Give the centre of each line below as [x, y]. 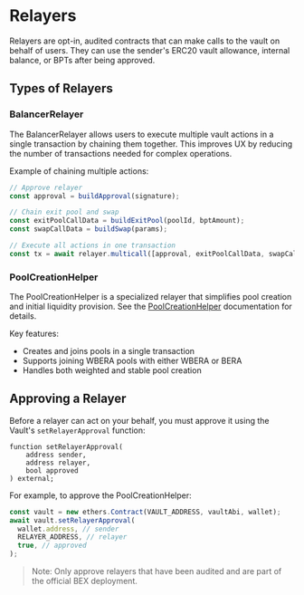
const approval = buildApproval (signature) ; [95, 196]
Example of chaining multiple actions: [79, 171]
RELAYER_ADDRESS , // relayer [72, 537]
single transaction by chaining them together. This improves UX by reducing [151, 144]
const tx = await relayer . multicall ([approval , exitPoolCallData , [137, 254]
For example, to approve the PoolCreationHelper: [100, 495]
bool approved [52, 470]
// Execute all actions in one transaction [93, 245]
